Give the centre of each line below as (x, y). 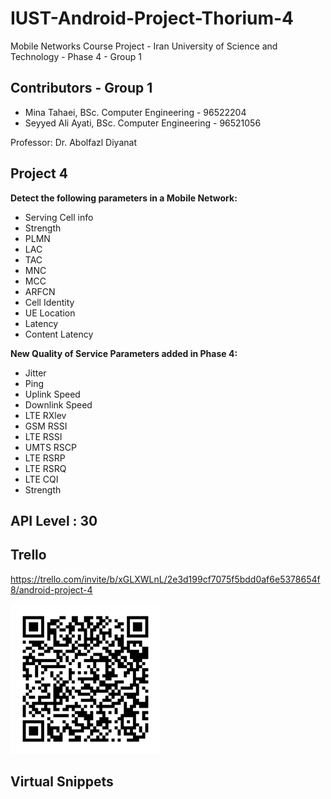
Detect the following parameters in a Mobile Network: (124, 198)
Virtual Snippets (62, 782)
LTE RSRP (45, 458)
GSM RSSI (46, 426)
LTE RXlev (45, 415)
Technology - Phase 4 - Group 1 (76, 56)
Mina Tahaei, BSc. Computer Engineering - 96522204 (135, 112)
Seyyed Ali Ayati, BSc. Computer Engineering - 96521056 (143, 123)
